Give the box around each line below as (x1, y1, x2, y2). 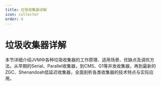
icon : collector (5, 12, 39, 17)
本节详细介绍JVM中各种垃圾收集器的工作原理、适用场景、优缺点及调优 (5, 57, 151, 63)
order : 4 (5, 16, 23, 21)
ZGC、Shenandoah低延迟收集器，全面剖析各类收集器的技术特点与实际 (5, 69, 150, 75)
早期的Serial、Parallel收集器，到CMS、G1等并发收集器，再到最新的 (18, 63, 156, 69)
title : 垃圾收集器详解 (5, 7, 47, 12)
